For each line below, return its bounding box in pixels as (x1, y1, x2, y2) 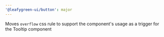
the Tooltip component (5, 26, 52, 32)
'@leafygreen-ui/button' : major (5, 7, 72, 12)
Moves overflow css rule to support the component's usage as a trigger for (5, 21, 160, 27)
